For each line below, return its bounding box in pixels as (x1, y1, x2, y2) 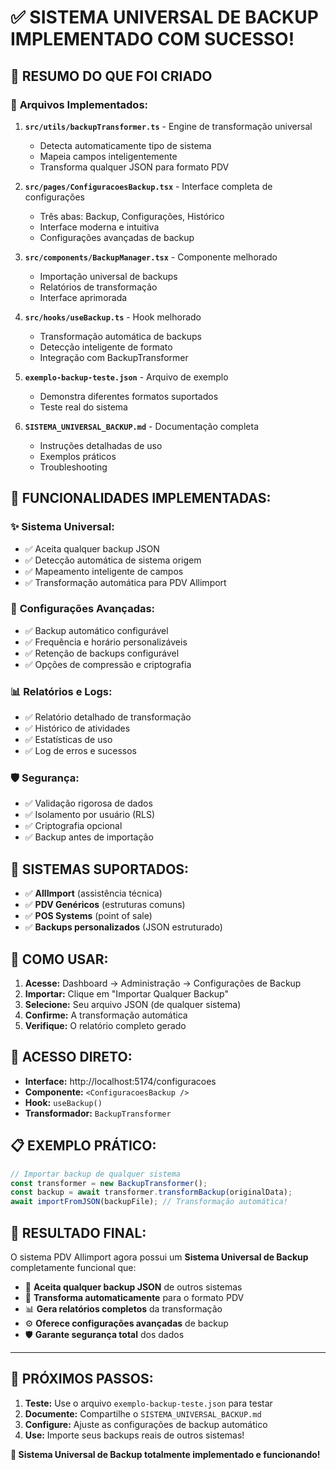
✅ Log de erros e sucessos (24, 745, 137, 757)
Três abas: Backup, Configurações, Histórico (39, 210, 225, 222)
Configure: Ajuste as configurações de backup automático (24, 1418, 268, 1430)
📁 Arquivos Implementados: (10, 97, 149, 111)
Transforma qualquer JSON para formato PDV (39, 161, 230, 173)
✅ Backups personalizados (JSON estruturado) (24, 921, 223, 933)
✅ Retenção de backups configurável (24, 647, 180, 659)
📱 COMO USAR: (10, 951, 109, 968)
